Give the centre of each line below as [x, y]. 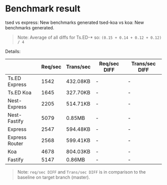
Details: [13, 51]
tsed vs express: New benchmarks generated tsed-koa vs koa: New [75, 22]
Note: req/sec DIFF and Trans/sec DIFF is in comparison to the [82, 172]
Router [15, 143]
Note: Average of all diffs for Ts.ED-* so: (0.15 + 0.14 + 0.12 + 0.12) [89, 37]
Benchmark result [43, 9]
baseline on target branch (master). [54, 177]
